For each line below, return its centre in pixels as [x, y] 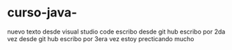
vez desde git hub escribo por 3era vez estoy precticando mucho [101, 38]
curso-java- [42, 13]
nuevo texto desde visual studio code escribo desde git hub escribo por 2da [116, 32]
